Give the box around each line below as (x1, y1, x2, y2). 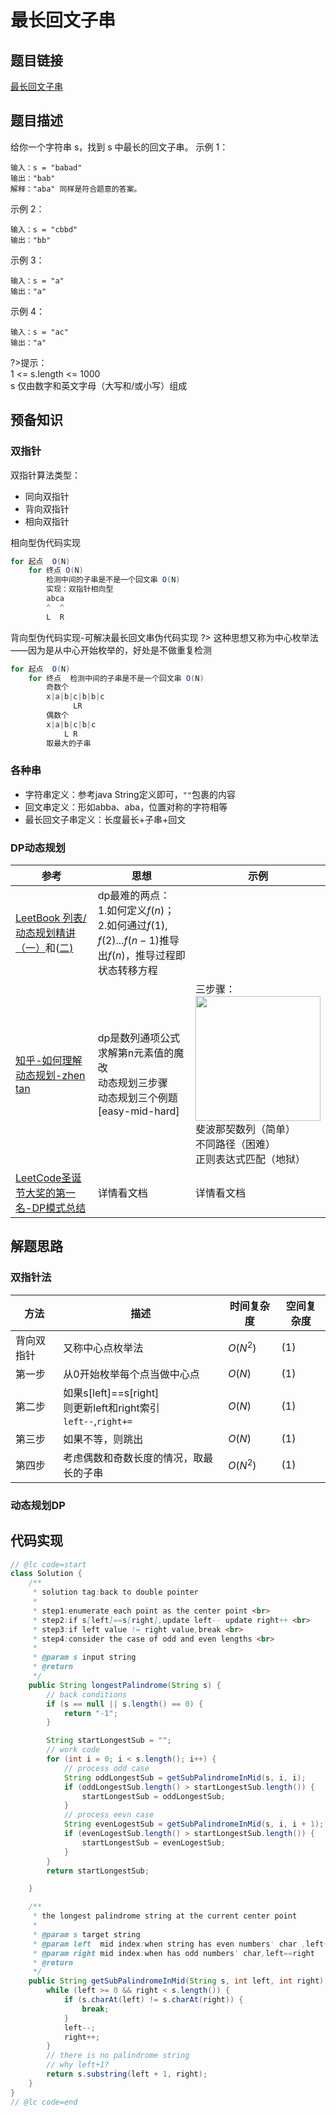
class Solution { (10, 1569, 83, 1579)
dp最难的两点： (97, 889, 171, 903)
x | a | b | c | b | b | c (46, 692, 105, 702)
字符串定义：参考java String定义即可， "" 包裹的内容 (24, 788, 236, 800)
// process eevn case (63, 1810, 155, 1820)
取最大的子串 (46, 738, 92, 748)
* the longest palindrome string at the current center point (32, 1911, 298, 1921)
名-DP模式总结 (15, 1201, 87, 1215)
